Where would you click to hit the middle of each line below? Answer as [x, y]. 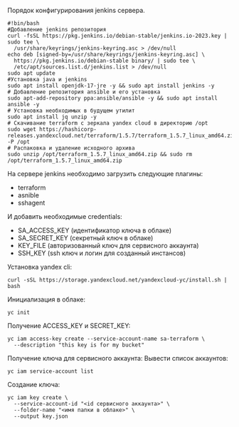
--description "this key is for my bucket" [79, 345]
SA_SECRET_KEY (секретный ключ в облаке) [85, 238]
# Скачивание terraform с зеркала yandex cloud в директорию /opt [108, 123]
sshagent [31, 203]
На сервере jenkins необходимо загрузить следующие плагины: [105, 174]
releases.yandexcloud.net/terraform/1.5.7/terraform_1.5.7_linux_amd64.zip [122, 135]
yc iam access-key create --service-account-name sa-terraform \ [106, 339]
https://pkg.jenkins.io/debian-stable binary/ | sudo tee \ [105, 61]
